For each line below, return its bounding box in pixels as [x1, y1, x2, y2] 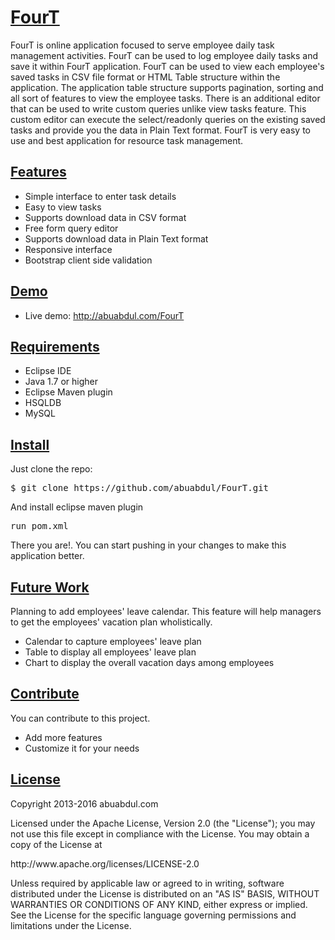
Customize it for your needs [24, 742, 140, 754]
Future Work [10, 579, 90, 596]
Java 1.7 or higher [24, 376, 99, 388]
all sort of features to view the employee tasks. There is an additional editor [10, 92, 321, 104]
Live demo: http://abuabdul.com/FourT [24, 309, 185, 321]
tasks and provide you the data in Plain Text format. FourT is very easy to [10, 124, 312, 136]
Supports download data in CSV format [24, 211, 187, 223]
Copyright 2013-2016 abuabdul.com [10, 797, 159, 810]
